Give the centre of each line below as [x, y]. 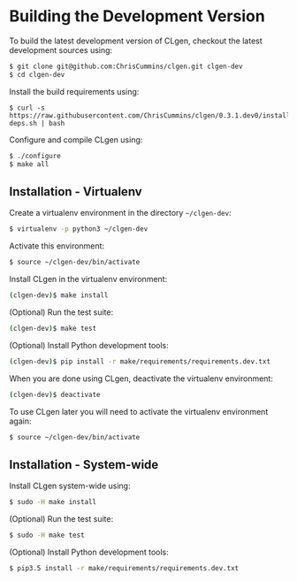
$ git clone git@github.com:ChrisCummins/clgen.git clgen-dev [126, 66]
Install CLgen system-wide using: [70, 486]
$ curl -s [27, 108]
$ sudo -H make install [53, 502]
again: [21, 421]
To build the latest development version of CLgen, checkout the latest [136, 41]
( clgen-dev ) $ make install [59, 295]
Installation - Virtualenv [76, 191]
